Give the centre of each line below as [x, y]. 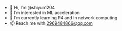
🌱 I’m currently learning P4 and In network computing [63, 18]
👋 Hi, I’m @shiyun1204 [32, 8]
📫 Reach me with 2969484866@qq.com [51, 23]
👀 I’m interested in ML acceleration [44, 13]
